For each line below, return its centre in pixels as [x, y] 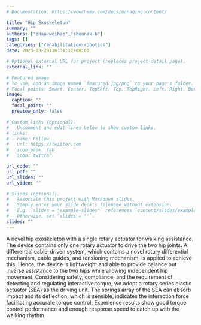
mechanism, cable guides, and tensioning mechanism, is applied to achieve [99, 258]
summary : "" [21, 28]
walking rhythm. [26, 315]
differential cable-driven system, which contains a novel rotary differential [97, 251]
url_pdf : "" [21, 171]
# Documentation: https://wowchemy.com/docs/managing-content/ [87, 12]
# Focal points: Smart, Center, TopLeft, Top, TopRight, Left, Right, [96, 89]
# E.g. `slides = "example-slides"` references [69, 210]
